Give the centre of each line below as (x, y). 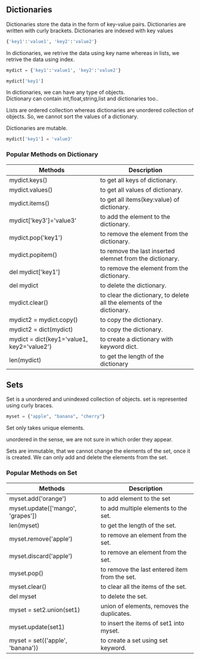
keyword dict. (119, 346)
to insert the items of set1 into (142, 623)
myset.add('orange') (38, 498)
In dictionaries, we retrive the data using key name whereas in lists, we (93, 53)
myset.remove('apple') (41, 539)
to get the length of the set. (138, 525)
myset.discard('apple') (41, 556)
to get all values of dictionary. (141, 189)
